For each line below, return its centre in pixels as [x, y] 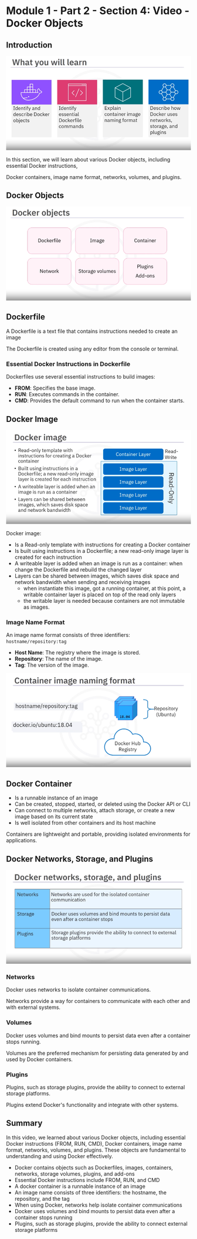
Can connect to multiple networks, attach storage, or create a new [95, 811]
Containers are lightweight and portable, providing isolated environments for [98, 834]
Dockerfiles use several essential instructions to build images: [81, 377]
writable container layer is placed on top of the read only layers [100, 595]
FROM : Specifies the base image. [55, 388]
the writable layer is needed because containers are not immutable [104, 601]
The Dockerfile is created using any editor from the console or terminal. [92, 349]
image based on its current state [54, 816]
